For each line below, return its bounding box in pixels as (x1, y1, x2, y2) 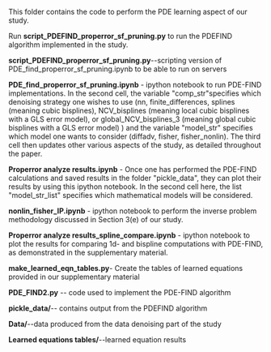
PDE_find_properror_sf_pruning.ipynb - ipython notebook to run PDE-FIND (8, 80, 262, 89)
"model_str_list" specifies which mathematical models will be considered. (8, 191, 253, 200)
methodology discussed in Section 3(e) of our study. (8, 215, 184, 224)
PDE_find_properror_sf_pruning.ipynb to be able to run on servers (8, 64, 227, 74)
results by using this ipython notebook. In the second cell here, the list (8, 182, 243, 191)
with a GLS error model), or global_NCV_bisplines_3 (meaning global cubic (8, 114, 256, 124)
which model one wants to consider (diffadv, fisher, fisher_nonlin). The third (8, 131, 261, 141)
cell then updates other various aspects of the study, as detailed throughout (8, 140, 261, 149)
